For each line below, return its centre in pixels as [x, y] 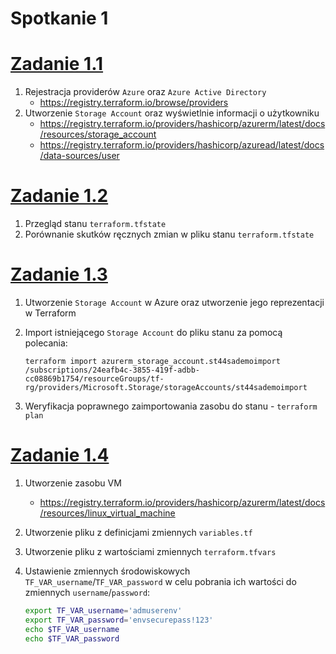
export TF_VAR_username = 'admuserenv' [103, 610]
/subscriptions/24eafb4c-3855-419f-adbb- [112, 370]
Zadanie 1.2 [59, 196]
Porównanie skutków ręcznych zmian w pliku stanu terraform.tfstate [169, 234]
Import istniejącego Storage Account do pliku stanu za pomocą [153, 332]
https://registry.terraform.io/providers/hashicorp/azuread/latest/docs [182, 145]
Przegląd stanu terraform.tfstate [95, 224]
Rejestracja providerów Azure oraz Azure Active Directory [145, 92]
